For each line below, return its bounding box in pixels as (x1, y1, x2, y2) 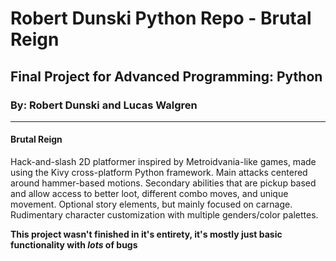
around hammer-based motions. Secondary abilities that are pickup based (10, 177, 317, 189)
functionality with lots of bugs (10, 239, 138, 251)
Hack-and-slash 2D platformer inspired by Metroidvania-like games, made (10, 156, 317, 168)
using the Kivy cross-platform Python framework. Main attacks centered (10, 167, 308, 179)
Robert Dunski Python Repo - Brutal (10, 7, 312, 30)
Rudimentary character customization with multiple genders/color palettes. (10, 209, 319, 221)
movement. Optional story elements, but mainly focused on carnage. (10, 198, 293, 211)
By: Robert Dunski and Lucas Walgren (10, 98, 198, 112)
